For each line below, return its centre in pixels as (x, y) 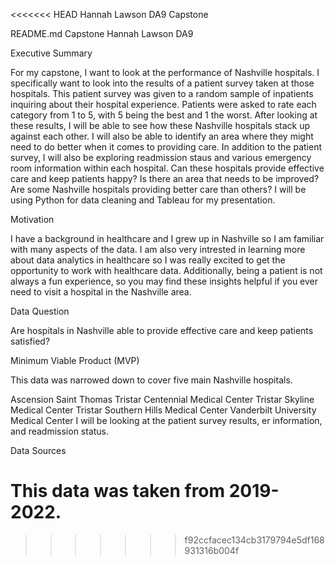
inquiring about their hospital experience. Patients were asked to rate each (163, 104)
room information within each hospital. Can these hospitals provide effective (167, 168)
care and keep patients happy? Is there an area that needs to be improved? (165, 178)
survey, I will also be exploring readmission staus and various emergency (161, 157)
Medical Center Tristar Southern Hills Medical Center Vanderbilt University (163, 410)
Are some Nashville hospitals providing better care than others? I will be (158, 189)
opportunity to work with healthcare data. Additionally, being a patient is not (166, 270)
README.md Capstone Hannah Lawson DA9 (102, 33)
